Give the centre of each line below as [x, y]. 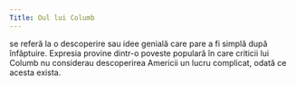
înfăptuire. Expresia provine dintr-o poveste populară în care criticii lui [139, 53]
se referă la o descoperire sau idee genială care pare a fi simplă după [138, 43]
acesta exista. [35, 72]
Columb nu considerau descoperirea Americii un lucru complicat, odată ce [148, 62]
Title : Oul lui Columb [52, 18]
